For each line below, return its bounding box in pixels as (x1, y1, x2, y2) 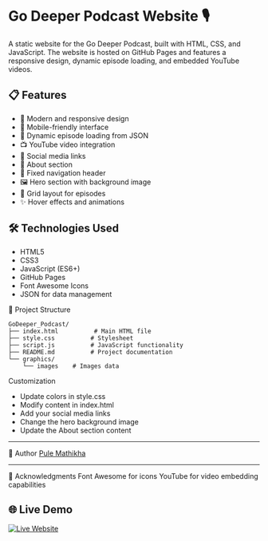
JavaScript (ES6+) (19, 263, 81, 273)
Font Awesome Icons (19, 281, 89, 290)
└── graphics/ (8, 355, 56, 363)
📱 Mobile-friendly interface (19, 122, 109, 132)
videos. (8, 64, 33, 73)
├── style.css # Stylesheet (8, 334, 134, 342)
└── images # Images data (22, 361, 120, 370)
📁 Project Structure (8, 305, 71, 314)
